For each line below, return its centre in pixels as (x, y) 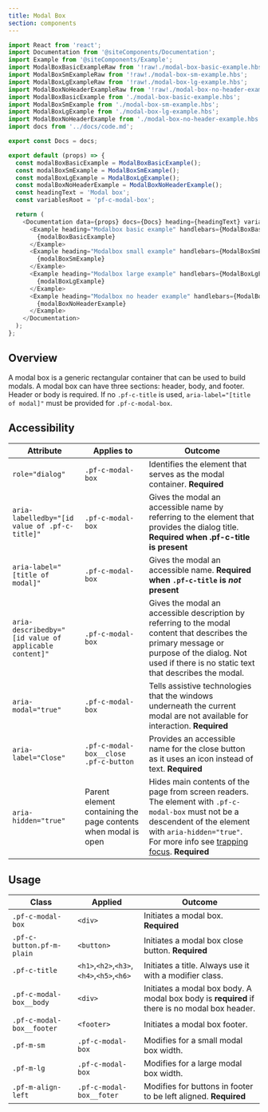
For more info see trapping (199, 841)
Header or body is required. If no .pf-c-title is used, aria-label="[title (130, 394)
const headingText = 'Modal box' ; (73, 193)
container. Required (186, 484)
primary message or (187, 642)
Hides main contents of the (199, 781)
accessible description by (197, 613)
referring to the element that (201, 517)
